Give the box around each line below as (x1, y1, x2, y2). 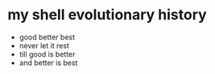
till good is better (19, 49, 76, 59)
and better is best (19, 58, 78, 68)
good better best (19, 32, 76, 42)
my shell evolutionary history (7, 6, 207, 24)
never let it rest (19, 40, 70, 50)
